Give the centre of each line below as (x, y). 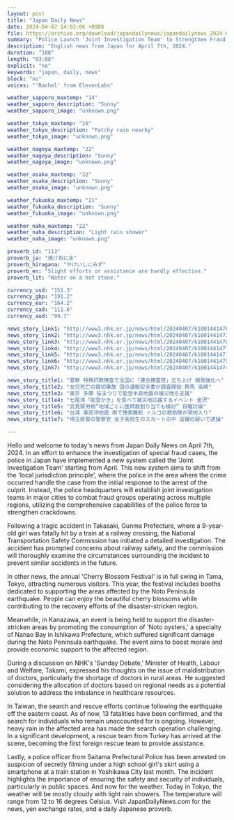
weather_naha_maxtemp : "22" (48, 226)
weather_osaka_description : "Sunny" (60, 181)
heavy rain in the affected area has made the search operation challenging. (115, 728)
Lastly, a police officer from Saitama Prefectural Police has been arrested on (117, 757)
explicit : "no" (29, 66)
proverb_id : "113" (34, 252)
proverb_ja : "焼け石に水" (42, 258)
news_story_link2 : (34, 335)
